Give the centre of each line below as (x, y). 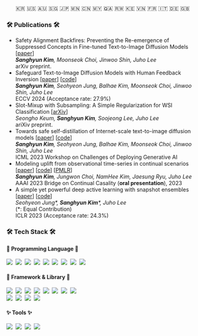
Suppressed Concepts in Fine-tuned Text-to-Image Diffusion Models (102, 47)
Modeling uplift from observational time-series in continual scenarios (102, 164)
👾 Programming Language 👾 (42, 249)
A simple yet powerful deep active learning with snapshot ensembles (102, 190)
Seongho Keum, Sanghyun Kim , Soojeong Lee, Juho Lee (87, 119)
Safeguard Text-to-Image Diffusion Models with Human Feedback (98, 73)
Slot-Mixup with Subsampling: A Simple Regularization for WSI (94, 105)
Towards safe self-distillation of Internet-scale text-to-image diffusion (103, 131)
